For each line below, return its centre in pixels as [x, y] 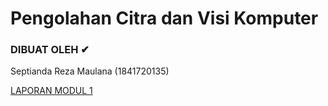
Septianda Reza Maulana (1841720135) [90, 71]
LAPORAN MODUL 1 [51, 91]
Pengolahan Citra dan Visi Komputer [164, 18]
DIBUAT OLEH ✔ [50, 50]
